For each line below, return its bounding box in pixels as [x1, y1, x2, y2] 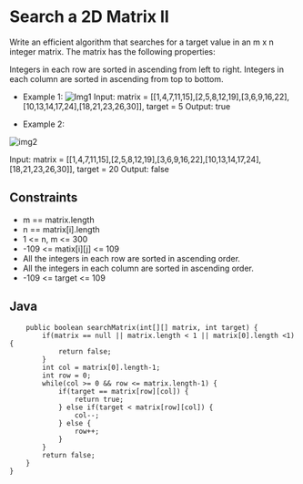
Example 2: [22, 118, 66, 129]
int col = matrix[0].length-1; [42, 363, 161, 372]
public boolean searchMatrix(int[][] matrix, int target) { [25, 323, 258, 332]
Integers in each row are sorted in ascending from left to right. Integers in [9, 64, 285, 75]
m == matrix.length [22, 214, 95, 225]
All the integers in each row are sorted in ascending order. [22, 252, 241, 263]
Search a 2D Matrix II [9, 6, 170, 27]
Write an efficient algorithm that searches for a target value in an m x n [9, 36, 275, 47]
